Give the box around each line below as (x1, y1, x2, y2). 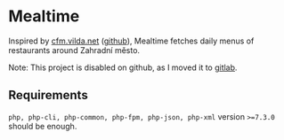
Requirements (8, 88, 88, 103)
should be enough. (8, 121, 77, 131)
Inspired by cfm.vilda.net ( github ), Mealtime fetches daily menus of (8, 35, 255, 46)
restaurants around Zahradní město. (8, 44, 140, 55)
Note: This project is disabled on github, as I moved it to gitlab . (8, 62, 238, 73)
